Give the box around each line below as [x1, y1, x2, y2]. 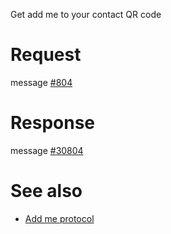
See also [10, 180, 83, 203]
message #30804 [10, 144, 84, 156]
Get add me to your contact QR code [10, 9, 162, 20]
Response [10, 112, 96, 134]
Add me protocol [24, 212, 95, 224]
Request [10, 44, 82, 66]
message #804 [10, 76, 73, 88]
